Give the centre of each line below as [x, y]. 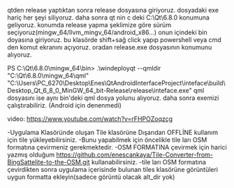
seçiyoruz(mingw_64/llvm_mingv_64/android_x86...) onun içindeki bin [107, 32]
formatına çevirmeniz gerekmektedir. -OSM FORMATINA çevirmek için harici [117, 147]
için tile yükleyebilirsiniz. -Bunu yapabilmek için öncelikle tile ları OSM [107, 140]
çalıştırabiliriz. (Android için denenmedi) [65, 105]
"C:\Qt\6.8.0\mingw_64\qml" [48, 75]
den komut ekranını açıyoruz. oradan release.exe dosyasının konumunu [110, 47]
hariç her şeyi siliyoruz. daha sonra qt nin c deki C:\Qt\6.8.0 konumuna [108, 17]
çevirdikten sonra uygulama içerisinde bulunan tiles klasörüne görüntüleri [113, 169]
